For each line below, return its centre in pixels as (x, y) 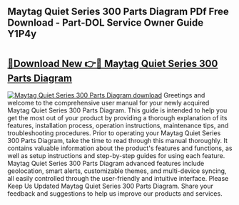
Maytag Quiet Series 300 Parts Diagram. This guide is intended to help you (117, 110)
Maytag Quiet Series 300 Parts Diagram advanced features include (106, 163)
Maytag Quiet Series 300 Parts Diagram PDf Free (118, 12)
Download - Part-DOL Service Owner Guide (106, 23)
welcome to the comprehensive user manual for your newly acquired (108, 103)
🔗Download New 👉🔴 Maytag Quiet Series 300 (113, 63)
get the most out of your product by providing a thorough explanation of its (117, 118)
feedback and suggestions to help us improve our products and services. (115, 194)
